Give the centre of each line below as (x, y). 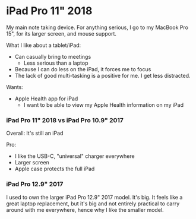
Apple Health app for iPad (46, 99)
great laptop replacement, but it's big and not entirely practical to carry (93, 204)
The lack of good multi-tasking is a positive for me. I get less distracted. (103, 75)
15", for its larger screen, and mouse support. (61, 33)
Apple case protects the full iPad (55, 169)
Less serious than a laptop (56, 63)
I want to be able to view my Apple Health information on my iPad (104, 104)
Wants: (15, 87)
